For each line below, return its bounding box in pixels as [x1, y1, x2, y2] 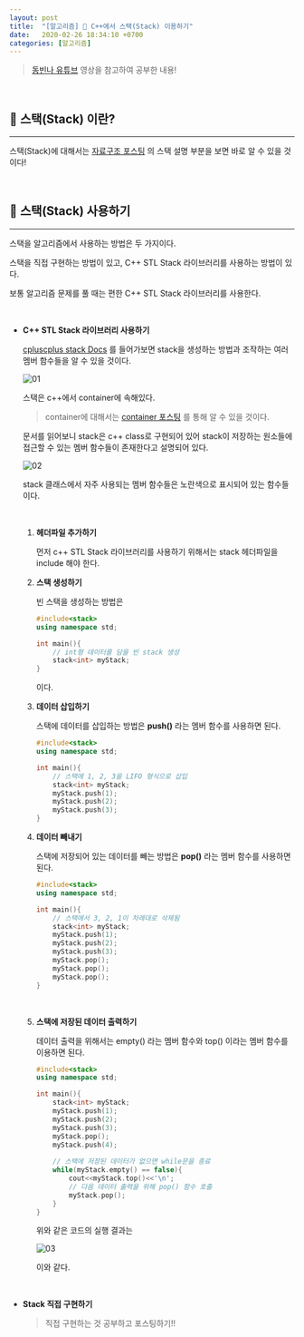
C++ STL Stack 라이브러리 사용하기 [22, 324, 150, 336]
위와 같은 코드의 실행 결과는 [35, 1225, 133, 1236]
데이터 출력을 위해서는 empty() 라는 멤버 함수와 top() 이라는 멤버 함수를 [35, 1035, 289, 1046]
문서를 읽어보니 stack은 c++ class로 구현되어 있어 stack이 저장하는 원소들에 [22, 430, 293, 441]
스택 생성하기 [35, 577, 83, 588]
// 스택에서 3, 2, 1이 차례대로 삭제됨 [52, 913, 180, 922]
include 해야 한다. [35, 557, 100, 568]
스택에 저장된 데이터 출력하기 [35, 1016, 138, 1027]
